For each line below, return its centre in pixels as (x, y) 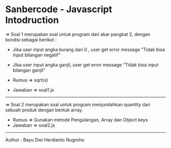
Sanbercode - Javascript (59, 9)
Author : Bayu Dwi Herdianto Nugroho (45, 140)
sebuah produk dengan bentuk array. (44, 110)
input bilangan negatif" (37, 55)
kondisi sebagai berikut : (31, 40)
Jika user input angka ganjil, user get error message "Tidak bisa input (85, 65)
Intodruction (32, 20)
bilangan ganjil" (29, 70)
